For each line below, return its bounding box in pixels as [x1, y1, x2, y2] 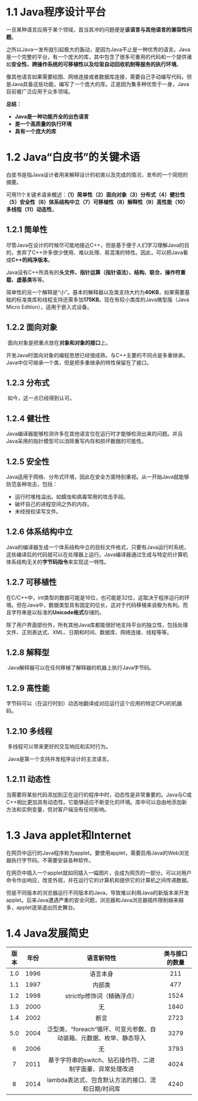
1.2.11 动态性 [6, 774, 51, 784]
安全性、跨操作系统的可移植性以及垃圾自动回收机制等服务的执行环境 [11, 60, 177, 68]
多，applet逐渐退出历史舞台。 [6, 904, 78, 911]
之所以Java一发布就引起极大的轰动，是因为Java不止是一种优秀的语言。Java [6, 45, 190, 53]
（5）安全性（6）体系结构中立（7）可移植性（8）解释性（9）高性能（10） [6, 198, 189, 205]
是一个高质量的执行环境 [14, 120, 72, 127]
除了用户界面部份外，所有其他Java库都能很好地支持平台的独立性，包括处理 [6, 621, 189, 628]
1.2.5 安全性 [6, 456, 50, 466]
